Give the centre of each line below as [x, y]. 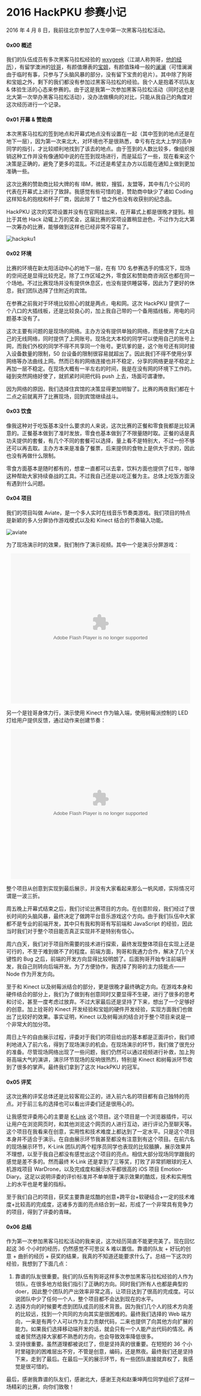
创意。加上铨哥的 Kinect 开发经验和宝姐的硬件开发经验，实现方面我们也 [99, 1009]
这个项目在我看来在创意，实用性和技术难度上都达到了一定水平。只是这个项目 [100, 1132]
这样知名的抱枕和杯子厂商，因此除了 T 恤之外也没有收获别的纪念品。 [91, 199]
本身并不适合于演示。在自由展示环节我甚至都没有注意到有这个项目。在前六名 [100, 1139]
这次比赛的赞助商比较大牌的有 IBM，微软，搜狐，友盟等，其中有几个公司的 [98, 184]
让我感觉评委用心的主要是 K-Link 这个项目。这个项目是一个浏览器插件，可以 [99, 1117]
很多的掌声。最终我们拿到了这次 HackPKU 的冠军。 [80, 1067]
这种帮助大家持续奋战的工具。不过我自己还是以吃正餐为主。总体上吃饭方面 [98, 476]
